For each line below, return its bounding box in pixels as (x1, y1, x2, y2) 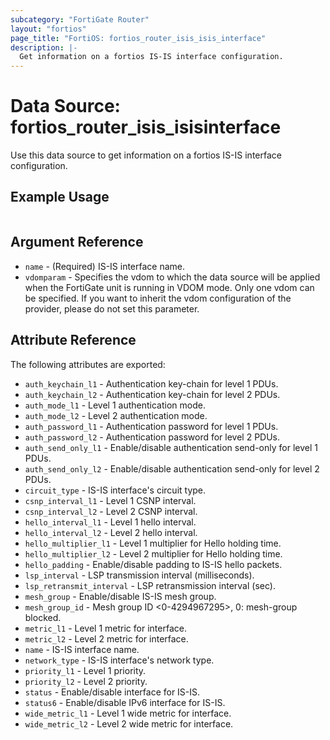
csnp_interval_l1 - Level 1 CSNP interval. (24, 494, 197, 506)
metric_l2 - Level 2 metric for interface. (24, 632, 189, 645)
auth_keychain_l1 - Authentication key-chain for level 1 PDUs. (24, 377, 279, 390)
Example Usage (10, 189, 110, 206)
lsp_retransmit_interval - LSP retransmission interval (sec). (24, 579, 276, 591)
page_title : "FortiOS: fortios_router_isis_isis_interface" (10, 33, 267, 43)
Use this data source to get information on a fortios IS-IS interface (10, 149, 282, 161)
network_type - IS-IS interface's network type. (24, 654, 215, 666)
